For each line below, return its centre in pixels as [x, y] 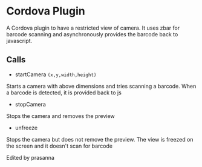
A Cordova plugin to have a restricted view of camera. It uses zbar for [93, 28]
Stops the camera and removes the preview [60, 116]
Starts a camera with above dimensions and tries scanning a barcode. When [101, 86]
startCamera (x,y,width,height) [56, 74]
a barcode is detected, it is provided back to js [64, 93]
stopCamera [31, 104]
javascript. [19, 41]
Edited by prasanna [30, 157]
